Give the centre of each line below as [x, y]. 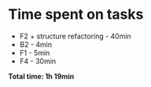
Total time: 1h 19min [41, 76]
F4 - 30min [38, 61]
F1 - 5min [35, 53]
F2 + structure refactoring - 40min [75, 36]
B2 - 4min [36, 44]
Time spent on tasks [76, 14]
